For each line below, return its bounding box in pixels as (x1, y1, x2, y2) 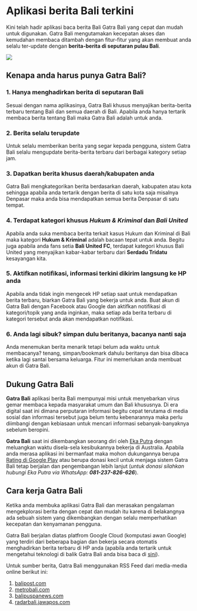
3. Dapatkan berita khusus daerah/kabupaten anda (6, 169, 155, 177)
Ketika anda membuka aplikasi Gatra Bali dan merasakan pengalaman (6, 501, 175, 508)
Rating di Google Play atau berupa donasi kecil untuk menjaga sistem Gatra (6, 456, 188, 463)
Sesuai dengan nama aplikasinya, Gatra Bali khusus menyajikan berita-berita (6, 101, 192, 108)
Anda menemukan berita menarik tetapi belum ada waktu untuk (6, 344, 160, 351)
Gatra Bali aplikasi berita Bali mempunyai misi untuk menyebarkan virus (6, 395, 180, 402)
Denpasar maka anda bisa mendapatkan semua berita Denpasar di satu (6, 196, 179, 203)
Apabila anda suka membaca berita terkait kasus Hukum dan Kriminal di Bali (6, 230, 191, 237)
